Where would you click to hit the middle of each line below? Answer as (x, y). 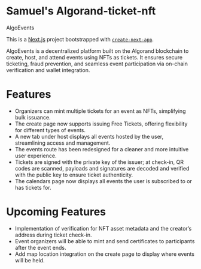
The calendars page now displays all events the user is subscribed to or (103, 181)
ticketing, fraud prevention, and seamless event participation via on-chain (97, 64)
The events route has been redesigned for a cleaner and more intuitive (102, 149)
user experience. (36, 156)
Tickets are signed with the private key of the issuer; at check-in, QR (99, 162)
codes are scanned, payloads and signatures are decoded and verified (102, 168)
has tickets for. (33, 187)
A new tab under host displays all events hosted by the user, (89, 136)
